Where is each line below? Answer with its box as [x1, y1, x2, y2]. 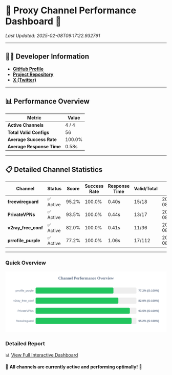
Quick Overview [5, 259, 46, 266]
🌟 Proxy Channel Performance [5, 5, 137, 16]
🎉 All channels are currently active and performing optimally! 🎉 [5, 364, 142, 370]
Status [47, 186, 62, 192]
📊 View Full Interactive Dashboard [5, 351, 78, 358]
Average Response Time [7, 144, 61, 150]
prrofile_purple [7, 237, 40, 243]
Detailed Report [5, 340, 45, 347]
